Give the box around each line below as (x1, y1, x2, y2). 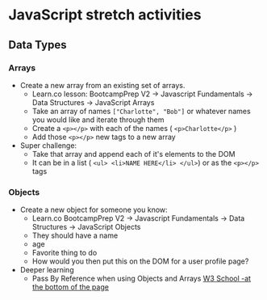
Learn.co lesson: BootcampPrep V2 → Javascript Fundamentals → (31, 89, 253, 99)
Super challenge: (19, 140, 77, 150)
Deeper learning (19, 265, 74, 275)
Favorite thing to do (31, 248, 98, 258)
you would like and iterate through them (31, 115, 165, 125)
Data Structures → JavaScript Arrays (31, 97, 155, 107)
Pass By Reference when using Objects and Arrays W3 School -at (31, 273, 252, 284)
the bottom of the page (31, 282, 109, 292)
